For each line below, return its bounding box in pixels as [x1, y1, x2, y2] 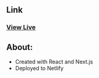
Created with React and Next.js [15, 58, 93, 66]
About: [6, 42, 33, 52]
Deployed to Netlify [15, 65, 64, 72]
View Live [6, 23, 36, 32]
